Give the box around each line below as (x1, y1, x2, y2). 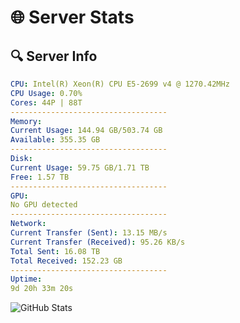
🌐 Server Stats (10, 6, 135, 29)
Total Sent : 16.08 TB (10, 246, 101, 256)
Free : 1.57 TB (10, 172, 70, 182)
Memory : (10, 116, 43, 126)
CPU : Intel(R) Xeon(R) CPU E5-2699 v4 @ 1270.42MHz (10, 79, 230, 89)
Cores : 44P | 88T (10, 97, 83, 108)
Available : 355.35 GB (10, 135, 101, 145)
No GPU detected (10, 200, 78, 210)
